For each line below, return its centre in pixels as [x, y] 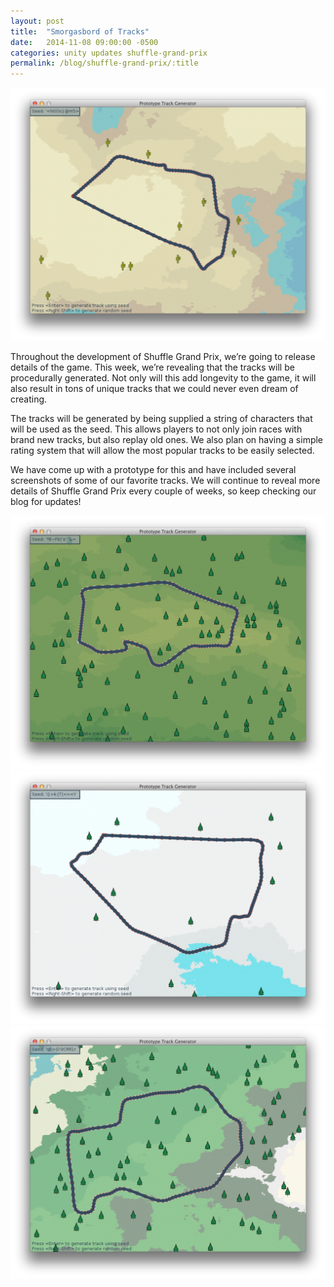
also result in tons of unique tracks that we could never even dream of [154, 389]
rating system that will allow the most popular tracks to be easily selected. [162, 451]
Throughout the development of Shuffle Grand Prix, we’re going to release [163, 357]
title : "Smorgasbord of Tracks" [80, 31]
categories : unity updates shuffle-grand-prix [109, 53]
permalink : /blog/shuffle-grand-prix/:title [104, 63]
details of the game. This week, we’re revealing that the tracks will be [152, 367]
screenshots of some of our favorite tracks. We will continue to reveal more [165, 481]
